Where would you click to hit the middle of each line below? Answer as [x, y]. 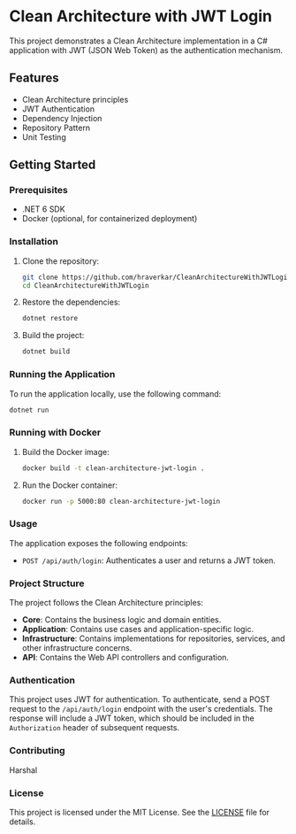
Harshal [23, 770]
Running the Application [62, 375]
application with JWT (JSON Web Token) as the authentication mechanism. [146, 50]
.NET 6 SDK [43, 209]
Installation [34, 242]
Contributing [37, 751]
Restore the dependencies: [71, 302]
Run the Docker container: [69, 485]
